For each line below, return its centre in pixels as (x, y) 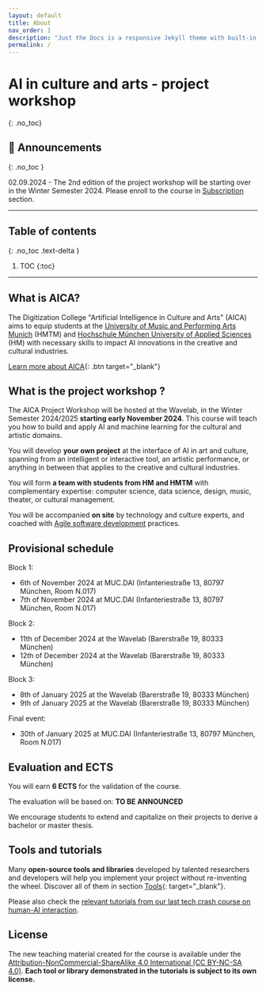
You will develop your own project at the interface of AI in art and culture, (129, 451)
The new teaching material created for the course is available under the (125, 954)
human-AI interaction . (44, 910)
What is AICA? (44, 298)
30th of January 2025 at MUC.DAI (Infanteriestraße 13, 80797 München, (137, 734)
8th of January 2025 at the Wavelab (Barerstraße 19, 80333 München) (134, 695)
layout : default (35, 15)
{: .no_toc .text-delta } (44, 250)
